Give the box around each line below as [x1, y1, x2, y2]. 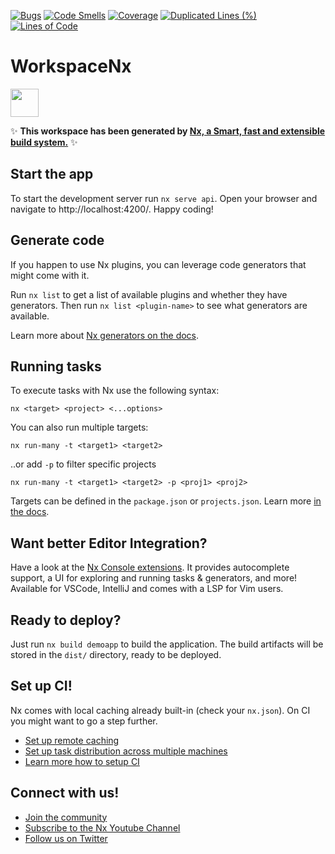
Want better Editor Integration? [10, 535, 208, 552]
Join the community [24, 811, 108, 823]
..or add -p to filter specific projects [10, 458, 157, 470]
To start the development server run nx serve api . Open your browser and [10, 192, 318, 204]
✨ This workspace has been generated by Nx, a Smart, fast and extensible [10, 125, 326, 137]
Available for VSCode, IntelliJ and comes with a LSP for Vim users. [10, 583, 284, 595]
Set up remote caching [24, 734, 120, 746]
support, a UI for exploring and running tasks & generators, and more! [10, 572, 298, 584]
